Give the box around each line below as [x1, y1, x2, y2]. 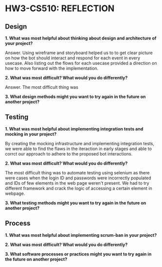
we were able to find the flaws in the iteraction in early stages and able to [5, 146, 152, 152]
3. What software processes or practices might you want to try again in [5, 251, 152, 257]
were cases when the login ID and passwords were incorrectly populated [5, 175, 152, 181]
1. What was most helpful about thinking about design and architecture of [5, 35, 157, 41]
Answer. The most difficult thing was [5, 84, 79, 90]
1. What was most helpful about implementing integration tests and [5, 126, 144, 132]
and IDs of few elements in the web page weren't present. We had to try [5, 180, 149, 186]
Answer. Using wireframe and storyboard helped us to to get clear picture [5, 50, 153, 56]
